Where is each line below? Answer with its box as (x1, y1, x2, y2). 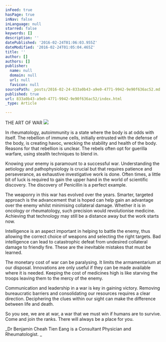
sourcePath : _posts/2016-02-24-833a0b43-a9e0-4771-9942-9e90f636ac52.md (5, 87, 160, 92)
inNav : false (5, 17, 33, 22)
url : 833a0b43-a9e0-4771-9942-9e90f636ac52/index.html (5, 96, 122, 101)
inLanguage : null (5, 21, 42, 27)
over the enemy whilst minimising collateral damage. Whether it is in (5, 202, 146, 209)
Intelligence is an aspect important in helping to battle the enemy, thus (5, 228, 150, 234)
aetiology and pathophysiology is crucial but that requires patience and (5, 166, 152, 172)
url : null (10, 77, 30, 82)
